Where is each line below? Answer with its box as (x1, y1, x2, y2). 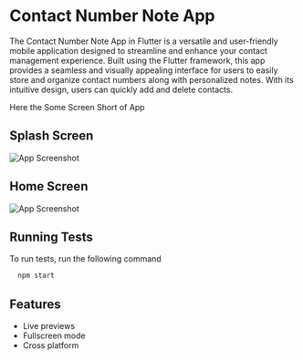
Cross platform (22, 340, 79, 351)
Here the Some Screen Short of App (9, 101, 145, 112)
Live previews (22, 321, 76, 332)
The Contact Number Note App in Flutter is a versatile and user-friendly (9, 36, 278, 46)
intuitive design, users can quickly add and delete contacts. (9, 84, 234, 95)
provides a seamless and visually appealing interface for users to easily (9, 65, 278, 76)
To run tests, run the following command (9, 253, 162, 264)
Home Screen (9, 179, 89, 194)
